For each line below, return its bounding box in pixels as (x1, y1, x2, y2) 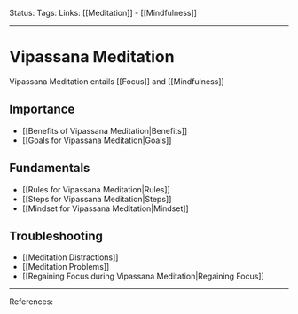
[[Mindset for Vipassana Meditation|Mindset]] (21, 203, 189, 214)
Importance (9, 102, 75, 117)
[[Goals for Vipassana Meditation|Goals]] (21, 135, 172, 145)
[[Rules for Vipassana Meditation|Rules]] (21, 184, 170, 194)
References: (9, 296, 53, 307)
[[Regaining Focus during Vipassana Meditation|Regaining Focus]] (21, 271, 264, 282)
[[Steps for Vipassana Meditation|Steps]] (21, 193, 172, 204)
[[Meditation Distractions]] (21, 252, 119, 263)
